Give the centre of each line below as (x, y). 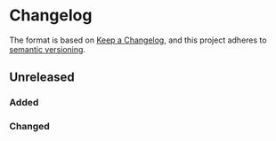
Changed (30, 127)
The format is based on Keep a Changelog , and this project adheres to (138, 40)
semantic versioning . (48, 49)
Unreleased (42, 78)
